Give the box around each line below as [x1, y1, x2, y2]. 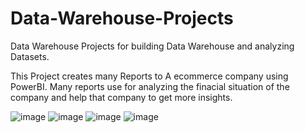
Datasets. [10, 50, 50, 62]
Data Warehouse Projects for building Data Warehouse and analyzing [10, 40, 295, 52]
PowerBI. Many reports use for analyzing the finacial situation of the [10, 80, 290, 92]
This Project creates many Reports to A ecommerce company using [10, 70, 289, 82]
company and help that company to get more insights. [10, 91, 233, 103]
